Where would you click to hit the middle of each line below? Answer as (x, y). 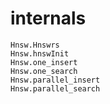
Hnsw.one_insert (44, 62)
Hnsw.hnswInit (40, 53)
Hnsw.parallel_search (55, 88)
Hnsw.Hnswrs (35, 45)
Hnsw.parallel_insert (55, 80)
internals (48, 18)
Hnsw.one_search (44, 71)
